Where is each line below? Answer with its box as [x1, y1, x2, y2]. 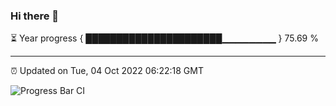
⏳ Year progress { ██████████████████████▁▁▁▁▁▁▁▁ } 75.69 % [10, 32, 319, 44]
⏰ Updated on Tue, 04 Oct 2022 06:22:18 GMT [10, 65, 204, 77]
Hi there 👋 [10, 9, 60, 23]
